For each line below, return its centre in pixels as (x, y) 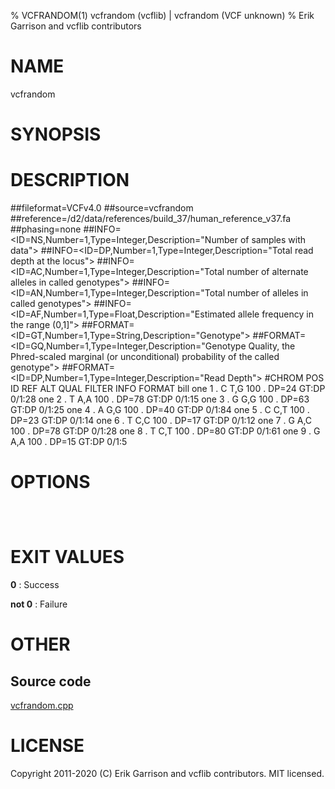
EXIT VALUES (67, 557)
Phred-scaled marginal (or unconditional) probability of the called (145, 357)
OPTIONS (50, 482)
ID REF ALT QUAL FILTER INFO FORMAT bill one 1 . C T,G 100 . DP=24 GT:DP (168, 389)
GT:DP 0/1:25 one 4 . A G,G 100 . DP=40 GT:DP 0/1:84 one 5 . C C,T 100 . (160, 410)
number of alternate (267, 272)
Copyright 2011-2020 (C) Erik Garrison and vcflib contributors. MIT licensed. (167, 773)
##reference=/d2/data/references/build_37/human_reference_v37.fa (151, 219)
